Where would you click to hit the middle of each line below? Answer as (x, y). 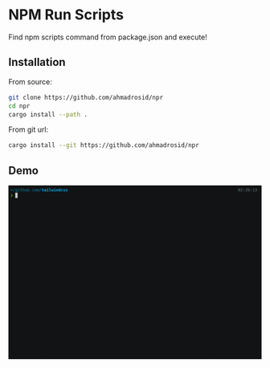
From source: (30, 81)
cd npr (19, 106)
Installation (37, 62)
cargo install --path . (48, 114)
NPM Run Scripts (66, 15)
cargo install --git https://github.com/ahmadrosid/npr (104, 145)
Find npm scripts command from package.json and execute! (108, 37)
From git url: (29, 129)
